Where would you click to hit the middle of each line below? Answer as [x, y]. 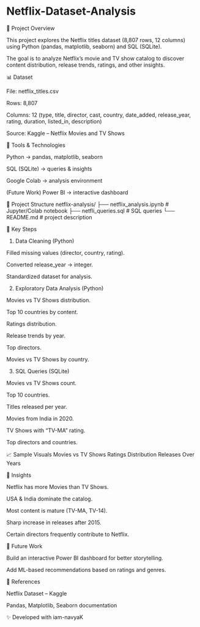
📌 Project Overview [31, 28]
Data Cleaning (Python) [45, 241]
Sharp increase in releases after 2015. [54, 522]
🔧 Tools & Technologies [36, 145]
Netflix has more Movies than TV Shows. [57, 486]
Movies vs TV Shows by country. [48, 359]
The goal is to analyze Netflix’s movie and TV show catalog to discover [95, 58]
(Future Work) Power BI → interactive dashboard [67, 192]
